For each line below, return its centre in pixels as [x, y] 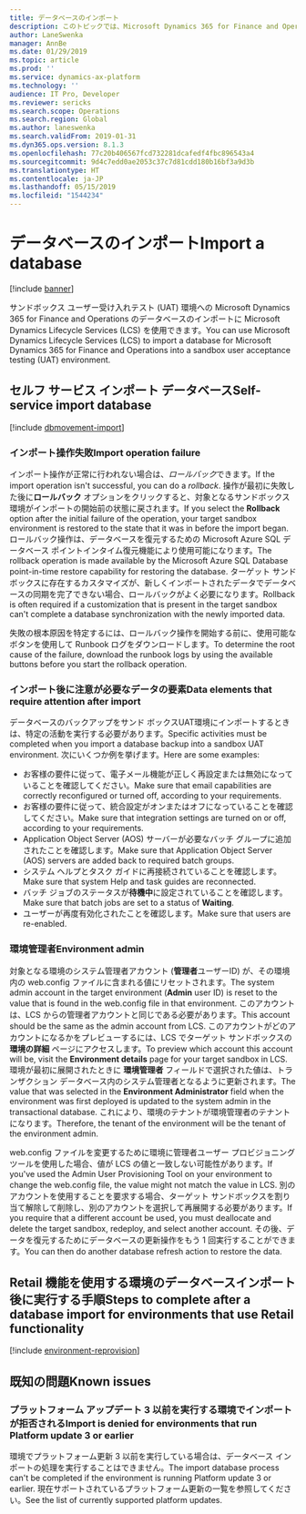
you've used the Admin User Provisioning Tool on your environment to [141, 1174]
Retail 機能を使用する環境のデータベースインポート [153, 1283]
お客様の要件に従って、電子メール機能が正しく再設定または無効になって [158, 774]
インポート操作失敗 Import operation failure [105, 452]
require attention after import [75, 701]
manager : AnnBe [38, 43]
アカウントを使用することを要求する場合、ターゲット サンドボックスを [142, 1196]
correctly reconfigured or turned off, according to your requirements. [152, 796]
